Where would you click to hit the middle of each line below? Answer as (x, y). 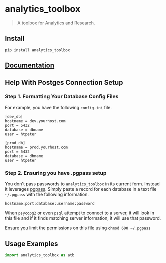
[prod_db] (15, 143)
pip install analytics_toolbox (38, 50)
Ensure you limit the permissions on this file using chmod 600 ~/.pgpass (78, 228)
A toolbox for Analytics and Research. (56, 23)
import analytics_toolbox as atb (40, 255)
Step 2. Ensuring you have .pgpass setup (56, 173)
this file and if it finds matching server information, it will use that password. (83, 218)
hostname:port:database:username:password (50, 204)
